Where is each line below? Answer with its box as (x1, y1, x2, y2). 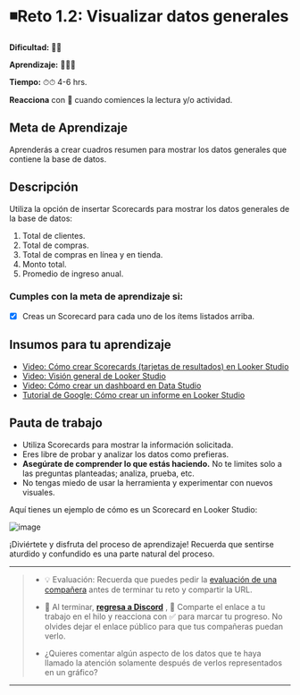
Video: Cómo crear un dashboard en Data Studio (21, 380, 202, 391)
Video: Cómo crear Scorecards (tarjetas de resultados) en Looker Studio (21, 360, 289, 371)
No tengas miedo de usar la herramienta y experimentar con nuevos (21, 477, 273, 487)
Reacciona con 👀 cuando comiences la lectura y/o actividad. (9, 94, 233, 105)
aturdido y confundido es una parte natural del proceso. (9, 548, 215, 559)
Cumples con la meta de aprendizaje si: (9, 291, 184, 303)
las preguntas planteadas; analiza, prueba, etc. (21, 468, 195, 479)
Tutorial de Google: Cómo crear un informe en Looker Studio (21, 389, 246, 400)
